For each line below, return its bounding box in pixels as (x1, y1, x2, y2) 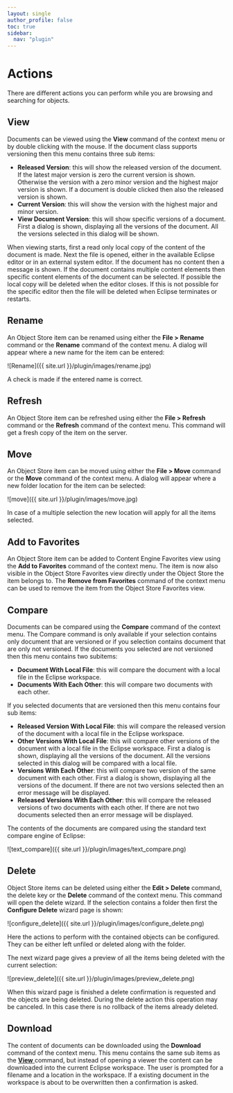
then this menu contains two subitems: (7, 652, 118, 660)
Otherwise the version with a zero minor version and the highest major (17, 178, 218, 186)
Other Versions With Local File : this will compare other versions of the (17, 737, 220, 745)
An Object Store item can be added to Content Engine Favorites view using (7, 554, 221, 563)
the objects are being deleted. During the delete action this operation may (7, 995, 218, 1003)
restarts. (7, 295, 31, 303)
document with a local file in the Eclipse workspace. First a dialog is (17, 744, 212, 753)
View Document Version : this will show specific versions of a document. (17, 215, 226, 223)
